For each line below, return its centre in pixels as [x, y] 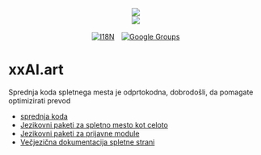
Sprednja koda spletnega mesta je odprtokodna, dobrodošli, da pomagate [131, 92]
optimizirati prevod [40, 100]
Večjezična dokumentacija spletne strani [87, 142]
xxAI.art [36, 70]
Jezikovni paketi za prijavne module [80, 133]
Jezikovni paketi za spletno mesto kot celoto [94, 124]
